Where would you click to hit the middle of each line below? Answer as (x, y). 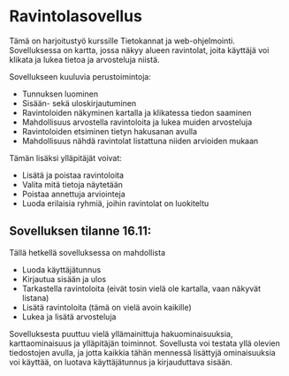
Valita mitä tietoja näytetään (72, 184)
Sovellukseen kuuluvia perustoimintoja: (80, 76)
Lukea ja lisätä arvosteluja (69, 317)
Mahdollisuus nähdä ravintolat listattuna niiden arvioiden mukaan (140, 141)
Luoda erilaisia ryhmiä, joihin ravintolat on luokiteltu (115, 203)
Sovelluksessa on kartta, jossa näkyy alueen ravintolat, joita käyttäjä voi (139, 50)
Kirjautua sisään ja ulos (64, 279)
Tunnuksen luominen (60, 94)
